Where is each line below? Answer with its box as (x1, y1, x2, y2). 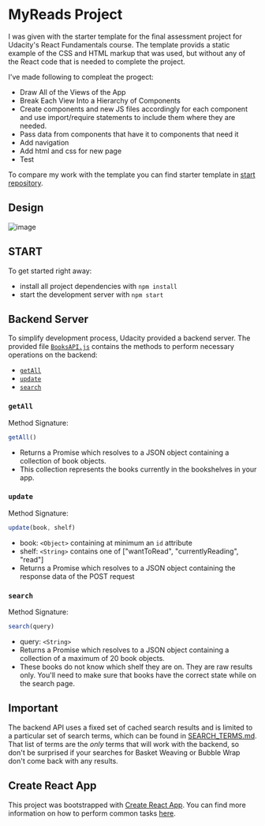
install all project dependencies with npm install (19, 281, 177, 291)
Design (8, 201, 44, 215)
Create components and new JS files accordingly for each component (19, 104, 248, 114)
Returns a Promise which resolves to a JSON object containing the (19, 563, 236, 573)
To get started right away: (8, 266, 92, 276)
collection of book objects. (19, 456, 106, 465)
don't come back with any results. (8, 756, 118, 765)
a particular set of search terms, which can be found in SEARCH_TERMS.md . (8, 730, 258, 740)
